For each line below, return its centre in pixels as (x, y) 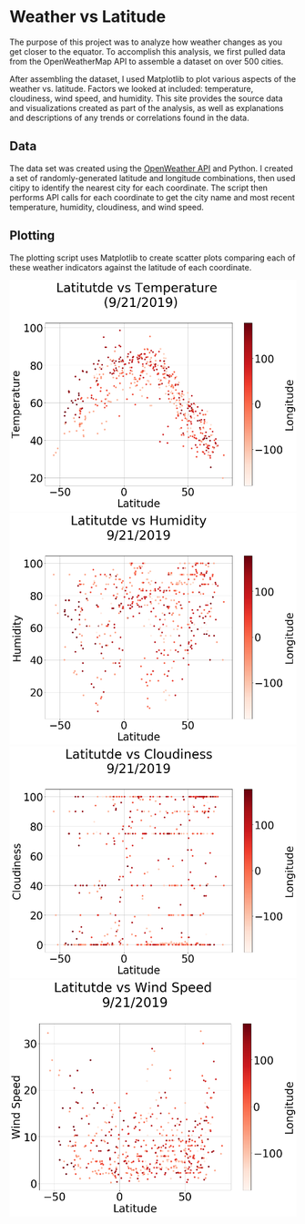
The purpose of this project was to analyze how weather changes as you (146, 42)
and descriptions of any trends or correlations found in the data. (129, 117)
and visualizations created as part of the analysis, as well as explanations (147, 107)
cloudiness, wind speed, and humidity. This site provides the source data (147, 98)
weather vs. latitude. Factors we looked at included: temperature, (132, 88)
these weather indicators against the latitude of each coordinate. (131, 267)
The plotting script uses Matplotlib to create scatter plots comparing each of (152, 258)
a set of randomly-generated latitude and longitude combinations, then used (152, 178)
